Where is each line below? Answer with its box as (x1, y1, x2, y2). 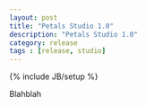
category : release (9, 38, 78, 48)
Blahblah (9, 89, 42, 100)
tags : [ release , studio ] (9, 47, 106, 56)
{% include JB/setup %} (9, 71, 99, 82)
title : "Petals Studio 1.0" (9, 22, 115, 31)
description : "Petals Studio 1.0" (9, 30, 139, 39)
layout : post (9, 13, 58, 22)
